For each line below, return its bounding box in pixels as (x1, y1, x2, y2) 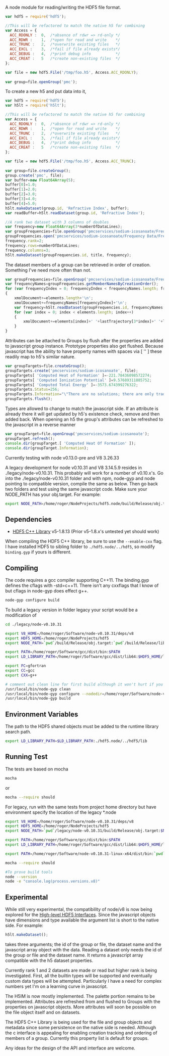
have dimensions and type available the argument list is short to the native (5, 917, 159, 923)
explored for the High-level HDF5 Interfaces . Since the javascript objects (5, 912, 156, 918)
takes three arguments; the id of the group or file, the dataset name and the (5, 941, 161, 947)
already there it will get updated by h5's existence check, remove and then (5, 411, 160, 417)
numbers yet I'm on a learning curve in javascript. (5, 983, 108, 989)
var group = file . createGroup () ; (5, 168, 71, 173)
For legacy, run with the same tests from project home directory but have (5, 804, 157, 810)
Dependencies (5, 515, 52, 524)
